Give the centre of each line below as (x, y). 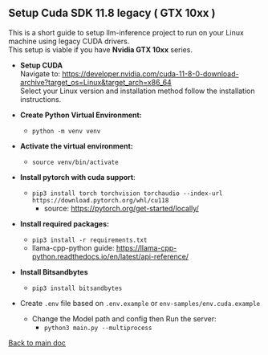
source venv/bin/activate (75, 162)
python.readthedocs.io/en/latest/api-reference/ (110, 256)
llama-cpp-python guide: (73, 247)
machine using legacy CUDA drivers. (69, 41)
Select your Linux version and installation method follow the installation (137, 91)
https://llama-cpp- (146, 247)
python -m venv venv (66, 131)
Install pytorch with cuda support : (78, 177)
